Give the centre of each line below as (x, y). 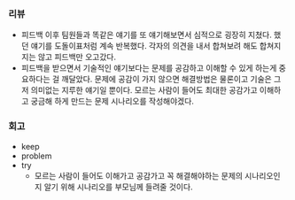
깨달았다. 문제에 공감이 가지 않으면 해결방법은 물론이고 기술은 (167, 79)
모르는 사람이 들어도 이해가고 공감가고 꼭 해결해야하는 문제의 (138, 175)
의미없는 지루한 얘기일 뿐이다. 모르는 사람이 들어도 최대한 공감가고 (144, 90)
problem (36, 156)
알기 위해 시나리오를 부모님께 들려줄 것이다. (118, 187)
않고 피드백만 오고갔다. (77, 57)
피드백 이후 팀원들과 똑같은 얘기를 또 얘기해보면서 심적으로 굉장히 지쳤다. (146, 35)
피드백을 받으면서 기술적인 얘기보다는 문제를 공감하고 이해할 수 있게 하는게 (149, 68)
